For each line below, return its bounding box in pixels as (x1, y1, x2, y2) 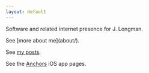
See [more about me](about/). (5, 36, 80, 44)
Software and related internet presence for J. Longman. (5, 25, 144, 32)
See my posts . (5, 48, 41, 56)
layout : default (5, 8, 46, 15)
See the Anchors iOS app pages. (5, 60, 87, 67)
